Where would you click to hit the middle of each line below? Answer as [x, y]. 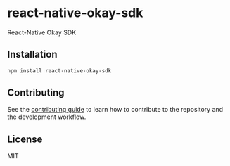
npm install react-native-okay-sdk [59, 71]
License [25, 139]
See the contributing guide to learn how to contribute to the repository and [115, 110]
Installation [32, 55]
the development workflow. [47, 117]
